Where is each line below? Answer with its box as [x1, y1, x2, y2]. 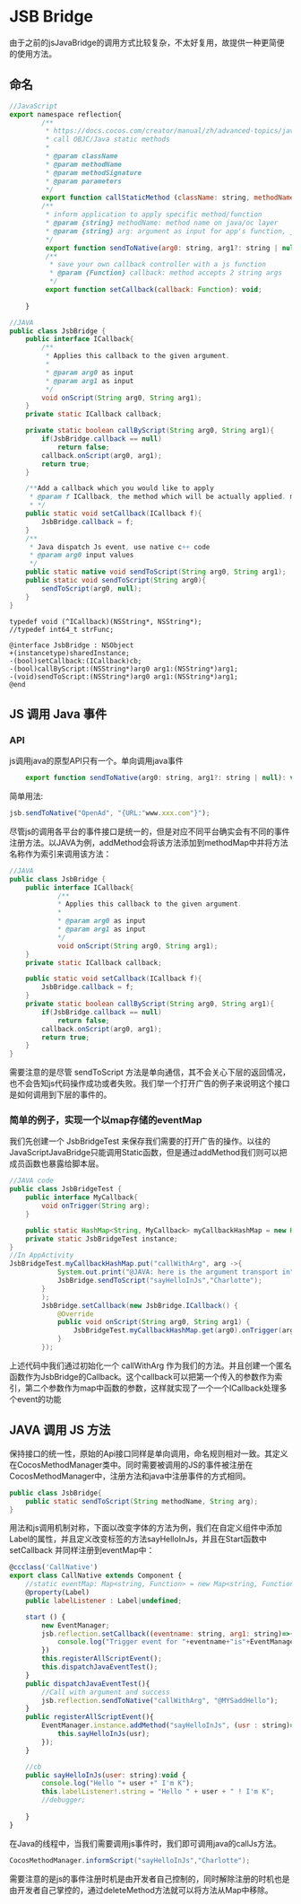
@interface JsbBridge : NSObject [9, 640, 134, 650]
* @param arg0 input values [29, 550, 134, 560]
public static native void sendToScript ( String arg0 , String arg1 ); [25, 567, 287, 576]
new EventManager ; [41, 1620, 110, 1630]
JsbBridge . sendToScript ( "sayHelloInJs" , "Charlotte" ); [56, 1277, 262, 1285]
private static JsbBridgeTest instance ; [25, 1234, 178, 1243]
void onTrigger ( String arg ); [41, 1201, 150, 1211]
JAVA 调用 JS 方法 [9, 1423, 111, 1438]
